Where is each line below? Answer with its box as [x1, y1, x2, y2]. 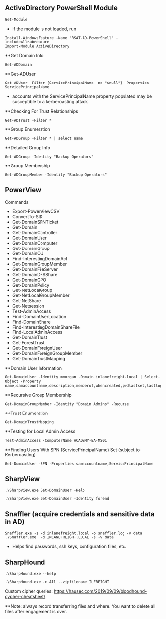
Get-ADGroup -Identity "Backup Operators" [5, 154, 94, 159]
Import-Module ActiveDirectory [5, 44, 70, 49]
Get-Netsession [12, 303, 44, 309]
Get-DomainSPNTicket [12, 219, 59, 225]
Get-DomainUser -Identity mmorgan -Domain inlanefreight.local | [5, 374, 142, 379]
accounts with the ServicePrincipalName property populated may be [12, 93, 152, 99]
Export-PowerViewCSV [12, 208, 60, 214]
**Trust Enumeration [5, 410, 48, 416]
